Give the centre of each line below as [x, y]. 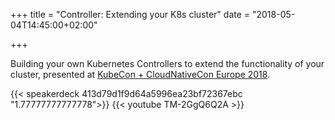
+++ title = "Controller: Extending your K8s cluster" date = [130, 14]
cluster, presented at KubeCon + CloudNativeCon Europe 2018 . [140, 74]
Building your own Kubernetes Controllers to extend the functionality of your [167, 63]
